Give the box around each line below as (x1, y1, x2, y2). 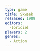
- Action (9, 39, 27, 44)
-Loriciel (9, 25, 29, 30)
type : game (5, 7, 27, 12)
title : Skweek (5, 12, 34, 17)
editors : (5, 20, 23, 26)
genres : (5, 34, 21, 39)
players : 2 (5, 30, 27, 34)
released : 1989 (5, 16, 36, 21)
